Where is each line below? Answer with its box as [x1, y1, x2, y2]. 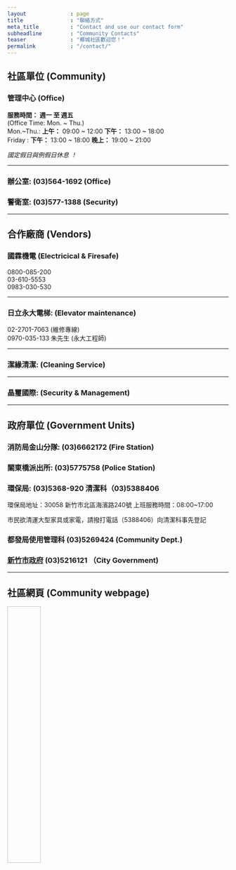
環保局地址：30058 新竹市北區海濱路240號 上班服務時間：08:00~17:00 [7, 501, 214, 509]
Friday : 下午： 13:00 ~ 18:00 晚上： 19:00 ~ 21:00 [7, 135, 151, 144]
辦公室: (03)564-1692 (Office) [7, 176, 111, 186]
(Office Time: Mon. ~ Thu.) [7, 119, 85, 127]
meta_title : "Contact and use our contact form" [7, 23, 184, 30]
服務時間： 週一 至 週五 [7, 110, 74, 119]
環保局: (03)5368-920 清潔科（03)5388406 [7, 483, 159, 493]
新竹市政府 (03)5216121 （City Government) [7, 555, 159, 565]
